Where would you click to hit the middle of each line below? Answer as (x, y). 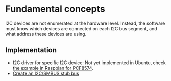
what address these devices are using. (46, 34)
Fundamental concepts (55, 9)
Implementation (31, 50)
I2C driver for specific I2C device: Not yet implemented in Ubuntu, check (89, 63)
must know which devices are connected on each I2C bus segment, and (81, 28)
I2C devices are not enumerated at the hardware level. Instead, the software (85, 23)
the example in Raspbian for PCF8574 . (53, 68)
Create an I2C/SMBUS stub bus (46, 73)
